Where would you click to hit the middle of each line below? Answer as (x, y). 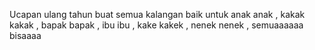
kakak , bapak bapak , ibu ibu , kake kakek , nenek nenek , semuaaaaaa (156, 25)
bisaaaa (25, 35)
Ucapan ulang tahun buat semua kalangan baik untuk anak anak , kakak (157, 14)
